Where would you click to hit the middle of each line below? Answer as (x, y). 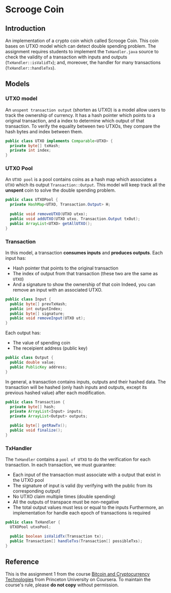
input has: (16, 258)
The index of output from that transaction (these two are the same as (85, 273)
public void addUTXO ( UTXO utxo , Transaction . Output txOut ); (75, 219)
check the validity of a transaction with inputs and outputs (66, 57)
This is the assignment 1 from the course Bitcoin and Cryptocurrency (78, 574)
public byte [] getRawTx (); (39, 426)
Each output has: (23, 333)
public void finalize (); (36, 431)
